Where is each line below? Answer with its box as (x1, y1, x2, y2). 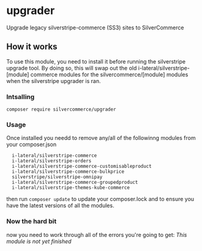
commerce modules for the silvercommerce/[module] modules (30, 71, 189, 78)
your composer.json (6, 141, 57, 148)
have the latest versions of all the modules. (6, 202, 114, 209)
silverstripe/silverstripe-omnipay (12, 174, 103, 180)
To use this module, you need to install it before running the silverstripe (6, 57, 185, 65)
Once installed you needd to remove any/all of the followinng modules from (6, 134, 196, 142)
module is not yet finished (6, 238, 72, 245)
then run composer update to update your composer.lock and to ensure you (6, 195, 195, 203)
